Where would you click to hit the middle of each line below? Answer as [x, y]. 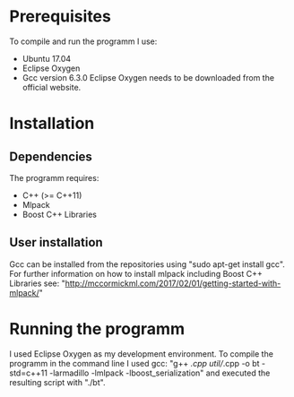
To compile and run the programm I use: [83, 41]
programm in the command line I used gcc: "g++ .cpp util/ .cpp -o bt [134, 363]
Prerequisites [61, 17]
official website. [52, 87]
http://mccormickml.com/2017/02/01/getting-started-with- [173, 283]
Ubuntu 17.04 [47, 58]
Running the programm [97, 328]
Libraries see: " [37, 283]
